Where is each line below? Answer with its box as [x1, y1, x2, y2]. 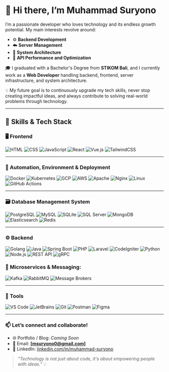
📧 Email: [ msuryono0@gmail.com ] [12, 341, 86, 347]
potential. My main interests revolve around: [5, 26, 97, 32]
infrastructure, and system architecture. [5, 77, 88, 83]
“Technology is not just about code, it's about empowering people [17, 356, 155, 362]
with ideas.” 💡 [17, 361, 47, 367]
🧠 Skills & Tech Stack [5, 118, 72, 126]
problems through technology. [5, 98, 68, 104]
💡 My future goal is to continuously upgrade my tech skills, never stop [5, 87, 150, 93]
